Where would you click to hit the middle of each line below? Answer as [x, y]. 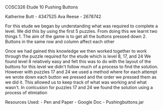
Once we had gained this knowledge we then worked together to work [76, 51]
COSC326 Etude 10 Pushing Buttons [42, 7]
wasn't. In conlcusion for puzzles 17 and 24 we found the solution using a [79, 87]
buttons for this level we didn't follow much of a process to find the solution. [82, 66]
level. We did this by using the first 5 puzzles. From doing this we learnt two [81, 31]
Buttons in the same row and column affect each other [60, 42]
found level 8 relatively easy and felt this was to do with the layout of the [78, 61]
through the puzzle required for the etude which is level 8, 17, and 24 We [78, 56]
